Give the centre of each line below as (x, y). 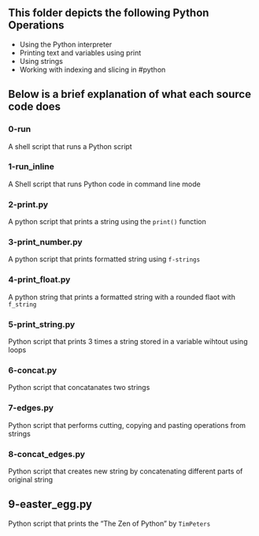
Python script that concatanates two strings (79, 388)
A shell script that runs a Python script (70, 146)
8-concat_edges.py (46, 454)
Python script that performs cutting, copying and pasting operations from (127, 425)
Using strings (41, 61)
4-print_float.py (39, 279)
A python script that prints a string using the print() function (107, 222)
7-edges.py (31, 408)
